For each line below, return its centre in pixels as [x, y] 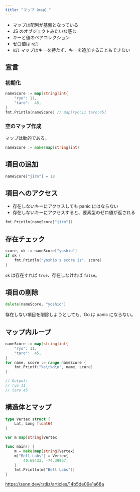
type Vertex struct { [28, 419]
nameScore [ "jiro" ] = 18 [30, 176]
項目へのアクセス [31, 193]
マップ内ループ [28, 332]
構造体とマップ [28, 407]
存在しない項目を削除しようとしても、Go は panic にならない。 [71, 315]
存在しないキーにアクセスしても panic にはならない [65, 206]
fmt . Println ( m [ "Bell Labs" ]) [45, 470]
